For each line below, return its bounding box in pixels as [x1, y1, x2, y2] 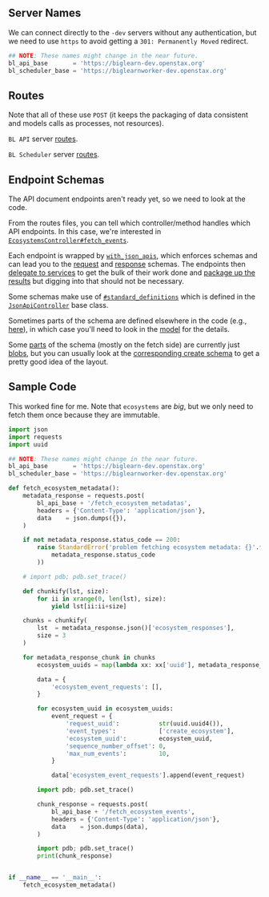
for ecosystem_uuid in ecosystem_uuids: [37, 705, 174, 713]
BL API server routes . [8, 134, 78, 143]
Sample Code [8, 380, 77, 394]
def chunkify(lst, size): [22, 587, 110, 596]
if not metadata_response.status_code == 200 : [22, 536, 181, 544]
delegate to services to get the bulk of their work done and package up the [8, 268, 256, 277]
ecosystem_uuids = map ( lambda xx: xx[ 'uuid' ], [37, 661, 195, 669]
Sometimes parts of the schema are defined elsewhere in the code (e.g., [8, 316, 247, 325]
